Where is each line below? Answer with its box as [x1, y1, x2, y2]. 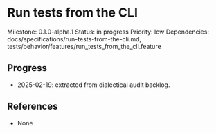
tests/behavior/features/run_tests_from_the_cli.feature [7, 42, 161, 50]
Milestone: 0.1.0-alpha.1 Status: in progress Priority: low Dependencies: [7, 28, 210, 36]
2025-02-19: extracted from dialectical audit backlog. [17, 81, 170, 89]
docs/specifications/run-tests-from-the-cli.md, [7, 34, 142, 43]
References [7, 101, 58, 112]
